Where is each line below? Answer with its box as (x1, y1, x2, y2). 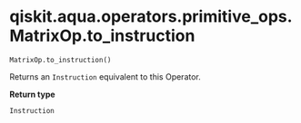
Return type (9, 89, 56, 99)
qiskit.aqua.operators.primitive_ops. (9, 6, 293, 27)
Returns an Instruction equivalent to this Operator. (9, 71, 202, 82)
